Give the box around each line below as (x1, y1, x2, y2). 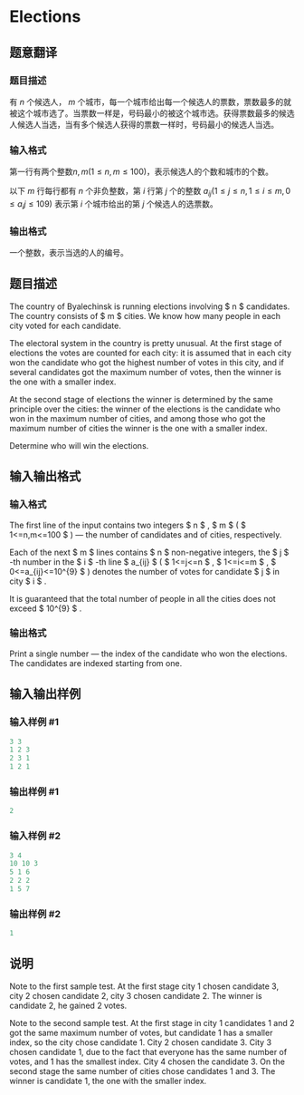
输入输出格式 (9, 469, 81, 484)
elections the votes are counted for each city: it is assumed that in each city (9, 347, 292, 358)
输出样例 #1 (9, 785, 59, 798)
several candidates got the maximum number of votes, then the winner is (9, 366, 282, 377)
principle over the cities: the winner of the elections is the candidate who (9, 403, 280, 414)
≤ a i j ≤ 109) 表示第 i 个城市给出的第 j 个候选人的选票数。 (9, 198, 219, 211)
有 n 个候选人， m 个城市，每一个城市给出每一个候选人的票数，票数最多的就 (9, 96, 292, 107)
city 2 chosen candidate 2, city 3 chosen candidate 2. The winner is (9, 990, 262, 1001)
